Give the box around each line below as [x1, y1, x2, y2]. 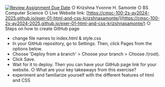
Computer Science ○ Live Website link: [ [5, 10, 88, 16]
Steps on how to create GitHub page [5, 26, 80, 32]
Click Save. [12, 56, 36, 62]
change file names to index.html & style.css [12, 35, 102, 41]
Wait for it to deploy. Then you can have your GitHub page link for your [12, 62, 157, 67]
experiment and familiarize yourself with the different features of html [12, 72, 155, 78]
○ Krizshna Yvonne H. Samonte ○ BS [71, 5, 149, 10]
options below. [12, 46, 43, 51]
